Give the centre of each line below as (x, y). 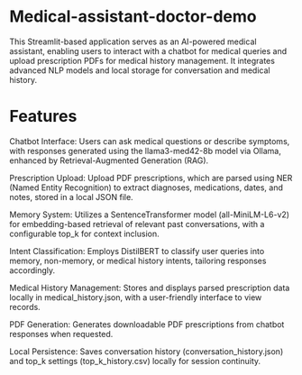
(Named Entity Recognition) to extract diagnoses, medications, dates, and (146, 187)
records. (25, 306)
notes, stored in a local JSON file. (71, 197)
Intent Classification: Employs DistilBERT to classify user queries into (137, 251)
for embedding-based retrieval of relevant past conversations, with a (137, 224)
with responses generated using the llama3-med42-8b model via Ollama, (145, 151)
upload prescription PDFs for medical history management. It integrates (142, 60)
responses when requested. (61, 334)
